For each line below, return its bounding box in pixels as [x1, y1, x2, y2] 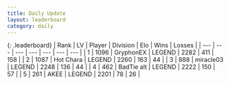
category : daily [7, 22, 54, 29]
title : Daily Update [7, 10, 67, 17]
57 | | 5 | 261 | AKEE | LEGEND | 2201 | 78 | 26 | [7, 70, 141, 78]
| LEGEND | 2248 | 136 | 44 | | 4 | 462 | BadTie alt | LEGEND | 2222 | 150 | [7, 63, 216, 71]
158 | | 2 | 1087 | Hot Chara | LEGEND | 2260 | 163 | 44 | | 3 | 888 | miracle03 [7, 56, 224, 64]
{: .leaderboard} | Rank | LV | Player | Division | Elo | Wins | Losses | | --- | [7, 41, 215, 50]
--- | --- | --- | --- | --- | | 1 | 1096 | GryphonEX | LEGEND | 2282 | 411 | [14, 48, 214, 56]
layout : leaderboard [7, 16, 67, 23]
